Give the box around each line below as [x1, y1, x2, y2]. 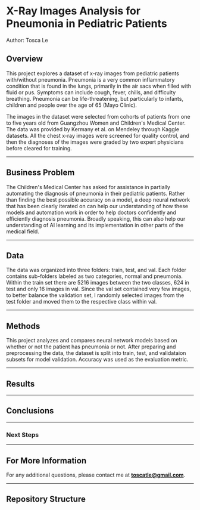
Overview [6, 54, 43, 64]
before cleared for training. [6, 144, 73, 152]
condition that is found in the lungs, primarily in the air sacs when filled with [6, 82, 192, 89]
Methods [6, 321, 40, 331]
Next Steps [6, 431, 39, 439]
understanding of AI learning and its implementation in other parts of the [6, 221, 183, 228]
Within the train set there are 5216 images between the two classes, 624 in [6, 279, 189, 286]
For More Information [6, 455, 87, 466]
